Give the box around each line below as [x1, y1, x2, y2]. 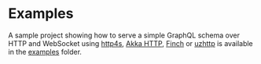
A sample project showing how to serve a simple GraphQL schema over [8, 30, 240, 40]
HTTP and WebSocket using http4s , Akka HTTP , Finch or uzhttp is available [8, 38, 253, 48]
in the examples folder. [8, 47, 83, 56]
